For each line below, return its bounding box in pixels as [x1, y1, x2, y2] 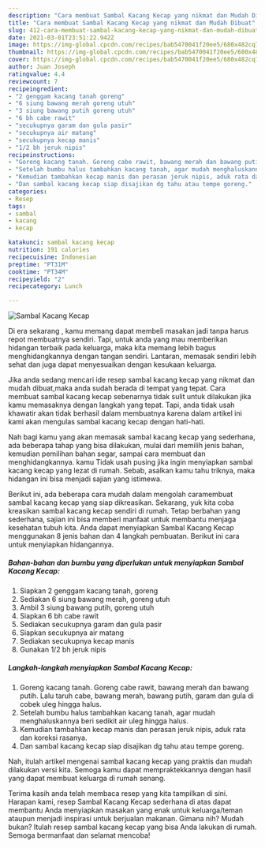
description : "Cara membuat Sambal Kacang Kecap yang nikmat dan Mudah [8, 11, 248, 20]
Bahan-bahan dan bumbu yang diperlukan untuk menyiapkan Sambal [8, 558, 244, 567]
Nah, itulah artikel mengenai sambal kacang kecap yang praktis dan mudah [8, 756, 252, 766]
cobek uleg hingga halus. [19, 700, 103, 709]
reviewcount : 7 [8, 77, 58, 85]
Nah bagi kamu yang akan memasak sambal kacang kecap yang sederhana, [8, 432, 256, 442]
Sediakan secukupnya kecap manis [19, 637, 135, 646]
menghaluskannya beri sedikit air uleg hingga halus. [19, 716, 189, 726]
